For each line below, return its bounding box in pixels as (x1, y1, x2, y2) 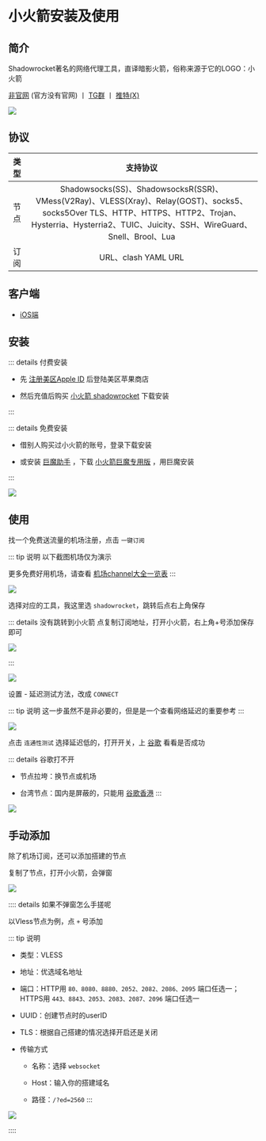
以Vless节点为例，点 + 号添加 (8, 917, 104, 926)
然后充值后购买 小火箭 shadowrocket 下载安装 (19, 391, 169, 401)
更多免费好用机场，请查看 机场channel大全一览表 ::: (8, 569, 177, 578)
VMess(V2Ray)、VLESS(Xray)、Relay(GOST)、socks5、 (35, 195, 248, 206)
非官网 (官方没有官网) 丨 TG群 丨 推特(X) (8, 90, 140, 100)
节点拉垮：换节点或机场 (19, 772, 97, 781)
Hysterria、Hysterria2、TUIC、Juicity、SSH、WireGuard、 (31, 219, 253, 230)
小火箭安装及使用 (8, 7, 120, 25)
